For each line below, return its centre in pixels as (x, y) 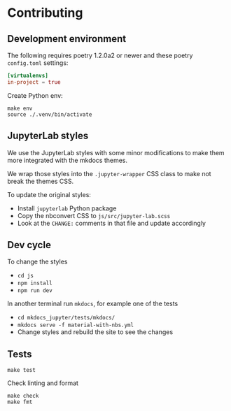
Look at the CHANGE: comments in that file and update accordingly (112, 223)
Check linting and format (43, 383)
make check (23, 396)
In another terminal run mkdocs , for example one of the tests (93, 304)
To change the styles (37, 262)
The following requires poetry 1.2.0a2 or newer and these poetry (100, 55)
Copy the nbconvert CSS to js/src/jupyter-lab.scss (94, 215)
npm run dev (35, 291)
